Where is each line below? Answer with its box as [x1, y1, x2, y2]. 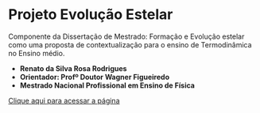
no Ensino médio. [8, 48, 65, 58]
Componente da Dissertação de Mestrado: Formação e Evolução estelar [8, 32, 245, 41]
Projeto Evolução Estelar [8, 6, 173, 24]
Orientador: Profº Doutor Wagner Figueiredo [19, 72, 169, 81]
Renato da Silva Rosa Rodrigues [19, 63, 127, 73]
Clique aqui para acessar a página [8, 96, 120, 105]
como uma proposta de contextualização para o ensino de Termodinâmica [8, 40, 252, 49]
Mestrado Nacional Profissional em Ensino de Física [19, 81, 195, 90]
